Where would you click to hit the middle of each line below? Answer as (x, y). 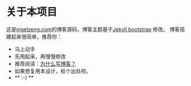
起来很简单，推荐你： (36, 36)
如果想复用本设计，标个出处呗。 (53, 71)
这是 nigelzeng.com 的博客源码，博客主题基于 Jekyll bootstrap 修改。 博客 (93, 29)
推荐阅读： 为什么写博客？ (45, 63)
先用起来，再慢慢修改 (40, 56)
